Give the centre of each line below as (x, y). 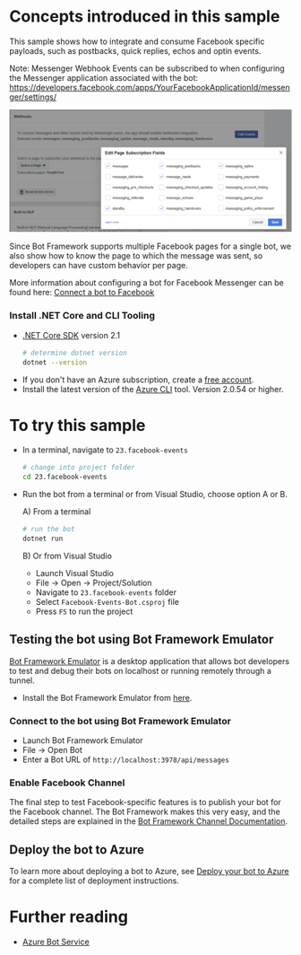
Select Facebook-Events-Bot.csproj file (107, 601)
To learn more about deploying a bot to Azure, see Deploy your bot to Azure (149, 872)
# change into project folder (79, 468)
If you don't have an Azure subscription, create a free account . (138, 380)
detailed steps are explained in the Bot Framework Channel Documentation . (149, 821)
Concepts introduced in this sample (145, 17)
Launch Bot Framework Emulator (82, 740)
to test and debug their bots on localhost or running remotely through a (140, 670)
